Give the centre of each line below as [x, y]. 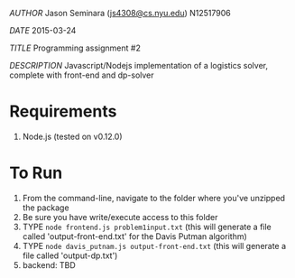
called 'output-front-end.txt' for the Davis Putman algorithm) [135, 236]
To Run [36, 173]
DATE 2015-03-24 [43, 30]
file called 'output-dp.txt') [70, 255]
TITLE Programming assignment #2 [75, 48]
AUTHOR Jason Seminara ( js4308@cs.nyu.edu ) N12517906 [120, 13]
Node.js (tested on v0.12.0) [73, 136]
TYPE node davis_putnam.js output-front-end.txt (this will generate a [154, 246]
